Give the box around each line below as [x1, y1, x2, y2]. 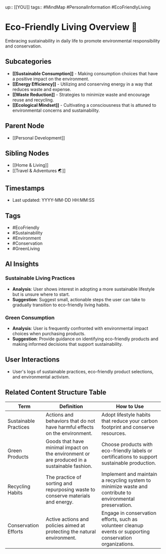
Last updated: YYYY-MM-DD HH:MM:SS [12, 197, 95, 203]
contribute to [101, 489, 131, 496]
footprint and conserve [101, 423, 155, 430]
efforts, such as [101, 515, 138, 522]
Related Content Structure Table [5, 388, 107, 397]
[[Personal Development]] [12, 135, 65, 140]
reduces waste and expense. [12, 86, 72, 92]
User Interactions [5, 356, 60, 364]
